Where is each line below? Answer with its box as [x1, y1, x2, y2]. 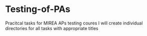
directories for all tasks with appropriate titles [5, 25, 98, 31]
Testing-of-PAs [5, 3, 70, 15]
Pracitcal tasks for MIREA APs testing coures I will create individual [5, 20, 143, 26]
